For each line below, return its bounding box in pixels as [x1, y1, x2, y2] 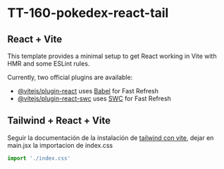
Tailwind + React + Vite [7, 115, 111, 127]
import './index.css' [7, 154, 71, 162]
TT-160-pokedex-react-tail [7, 5, 169, 21]
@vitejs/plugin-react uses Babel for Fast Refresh [17, 87, 159, 95]
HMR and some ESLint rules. [7, 59, 90, 68]
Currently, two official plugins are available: [7, 73, 133, 81]
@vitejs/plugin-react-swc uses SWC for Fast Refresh [17, 94, 171, 103]
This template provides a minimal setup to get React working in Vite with [7, 52, 217, 60]
